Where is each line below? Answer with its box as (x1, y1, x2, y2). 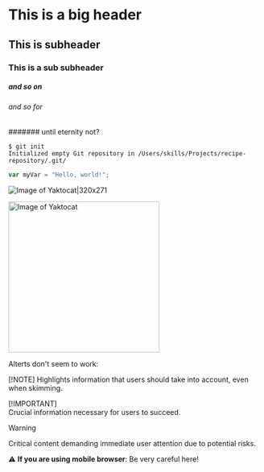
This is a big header (8, 6, 142, 24)
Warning (8, 423, 36, 433)
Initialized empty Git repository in (8, 150, 135, 158)
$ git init (8, 143, 45, 151)
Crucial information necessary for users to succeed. (8, 407, 181, 416)
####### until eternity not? (8, 127, 100, 137)
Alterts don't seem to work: (8, 358, 99, 368)
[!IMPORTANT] (8, 399, 58, 408)
